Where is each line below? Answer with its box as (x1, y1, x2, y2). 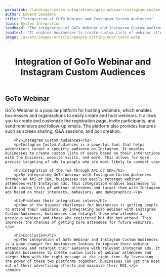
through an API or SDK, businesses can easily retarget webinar (5, 177, 140, 182)
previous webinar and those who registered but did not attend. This (5, 216, 152, 221)
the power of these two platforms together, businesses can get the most (5, 259, 161, 264)
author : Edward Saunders (5, 12, 56, 17)
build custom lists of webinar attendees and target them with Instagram (5, 186, 161, 191)
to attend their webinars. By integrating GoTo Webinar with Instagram (5, 207, 156, 212)
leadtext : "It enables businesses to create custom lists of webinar (5, 30, 152, 35)
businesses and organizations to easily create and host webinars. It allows (5, 113, 157, 119)
